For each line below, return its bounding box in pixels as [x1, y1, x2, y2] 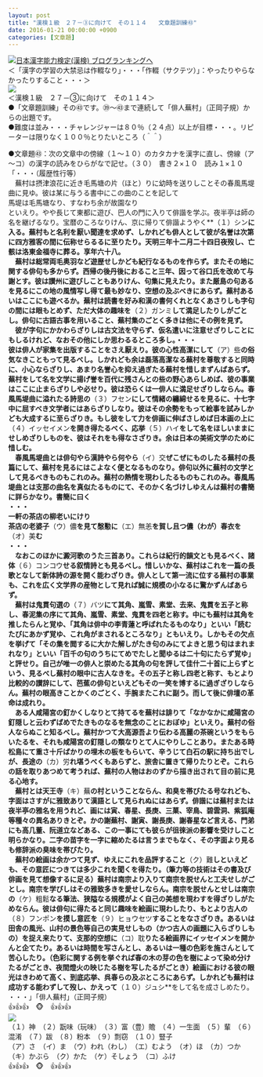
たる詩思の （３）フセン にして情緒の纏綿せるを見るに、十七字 [56, 394, 255, 404]
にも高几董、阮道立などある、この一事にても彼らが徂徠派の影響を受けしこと [8, 825, 255, 835]
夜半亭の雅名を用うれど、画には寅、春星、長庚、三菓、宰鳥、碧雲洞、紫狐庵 [8, 806, 255, 816]
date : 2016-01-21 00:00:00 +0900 [8, 26, 117, 34]
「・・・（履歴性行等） [8, 169, 81, 178]
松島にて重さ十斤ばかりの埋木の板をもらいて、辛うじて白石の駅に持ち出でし [8, 747, 255, 757]
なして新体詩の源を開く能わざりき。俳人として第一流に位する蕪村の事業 [21, 570, 254, 580]
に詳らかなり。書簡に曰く [8, 492, 91, 502]
